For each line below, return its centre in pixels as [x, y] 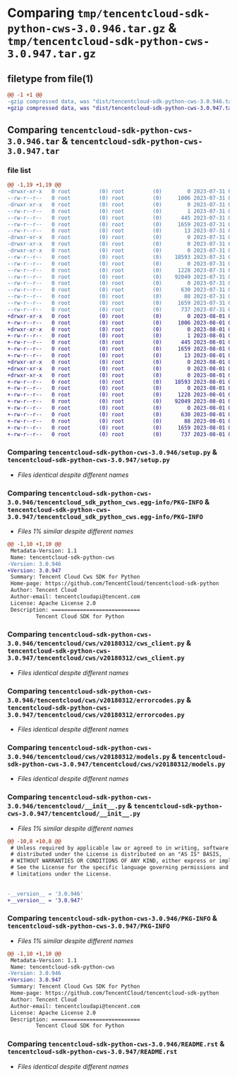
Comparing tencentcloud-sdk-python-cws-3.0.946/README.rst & [116, 1044]
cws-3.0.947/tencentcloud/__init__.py [74, 814]
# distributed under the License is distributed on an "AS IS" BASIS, [116, 854]
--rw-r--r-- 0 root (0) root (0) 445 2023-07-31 [116, 218]
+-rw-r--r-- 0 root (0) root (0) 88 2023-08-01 [116, 421]
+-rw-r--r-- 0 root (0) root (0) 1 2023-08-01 [116, 336]
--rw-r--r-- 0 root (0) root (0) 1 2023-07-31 [116, 211]
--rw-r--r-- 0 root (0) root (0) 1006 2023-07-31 [116, 198]
